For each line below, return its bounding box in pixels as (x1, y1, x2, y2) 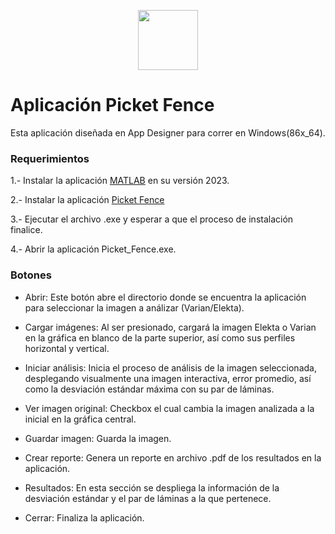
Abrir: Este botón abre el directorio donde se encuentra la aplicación (24, 291, 307, 303)
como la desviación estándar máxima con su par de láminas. (24, 383, 275, 395)
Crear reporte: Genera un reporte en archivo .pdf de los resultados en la (24, 451, 322, 464)
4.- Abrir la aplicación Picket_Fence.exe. (10, 243, 177, 255)
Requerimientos (10, 151, 90, 165)
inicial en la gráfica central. (24, 413, 137, 425)
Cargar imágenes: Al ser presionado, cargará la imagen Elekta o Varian (24, 321, 317, 333)
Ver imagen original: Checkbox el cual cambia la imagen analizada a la (24, 402, 315, 414)
